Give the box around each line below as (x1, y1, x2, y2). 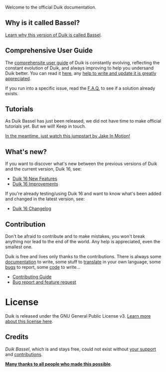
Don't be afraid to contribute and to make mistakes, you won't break (5, 233, 146, 239)
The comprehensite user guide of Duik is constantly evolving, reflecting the (5, 59, 160, 65)
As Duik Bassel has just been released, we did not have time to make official (5, 118, 162, 124)
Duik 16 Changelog (12, 205, 51, 211)
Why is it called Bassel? (5, 18, 80, 27)
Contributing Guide (12, 274, 52, 280)
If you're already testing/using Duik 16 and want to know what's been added (5, 190, 162, 196)
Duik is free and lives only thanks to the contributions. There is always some (5, 254, 162, 260)
